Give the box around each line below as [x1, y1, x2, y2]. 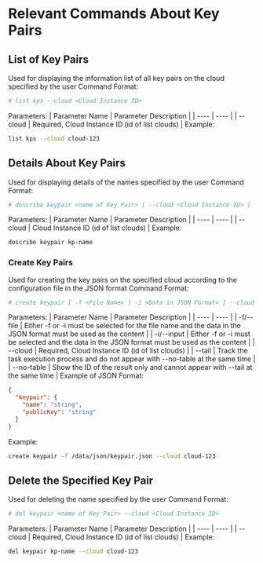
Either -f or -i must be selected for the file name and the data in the [24, 321, 241, 331]
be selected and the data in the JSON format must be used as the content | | [8, 338, 255, 347]
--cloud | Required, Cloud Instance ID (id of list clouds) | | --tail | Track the [8, 346, 249, 356]
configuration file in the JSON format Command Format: [8, 283, 190, 293]
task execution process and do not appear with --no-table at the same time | [8, 354, 256, 364]
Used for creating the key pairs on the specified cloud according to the [8, 275, 238, 284]
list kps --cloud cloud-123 [8, 134, 100, 142]
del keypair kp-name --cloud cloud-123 [8, 547, 139, 556]
